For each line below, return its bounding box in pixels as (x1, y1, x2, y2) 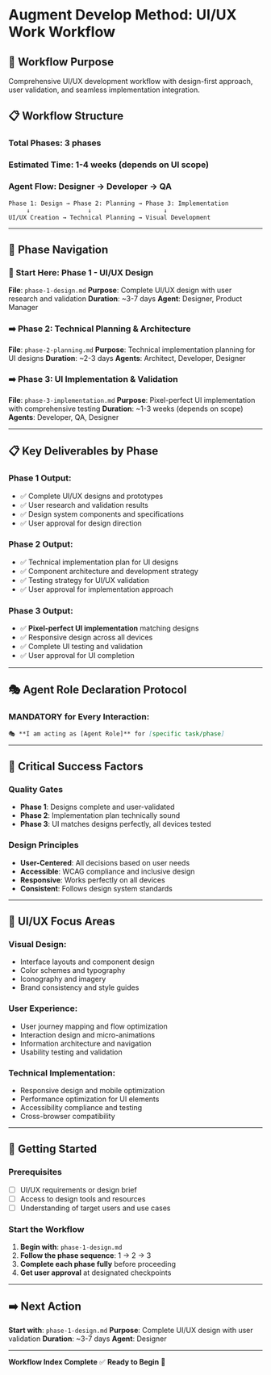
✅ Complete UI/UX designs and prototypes (19, 491, 164, 501)
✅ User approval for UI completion (19, 651, 135, 660)
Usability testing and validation (19, 1047, 123, 1057)
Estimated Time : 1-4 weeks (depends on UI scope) (8, 159, 210, 170)
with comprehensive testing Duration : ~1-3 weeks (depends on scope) (8, 404, 244, 413)
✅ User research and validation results (19, 500, 149, 509)
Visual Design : (8, 938, 67, 950)
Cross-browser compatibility (19, 1111, 115, 1121)
